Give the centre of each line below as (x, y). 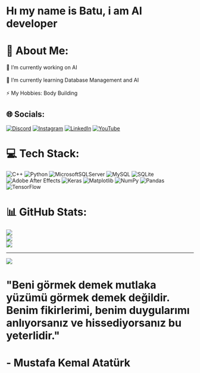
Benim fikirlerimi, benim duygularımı (98, 310)
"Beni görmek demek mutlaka (81, 285)
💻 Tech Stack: (43, 154)
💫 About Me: (37, 51)
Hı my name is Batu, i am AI (74, 11)
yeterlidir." (33, 335)
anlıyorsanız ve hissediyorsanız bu (94, 323)
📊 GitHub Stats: (47, 212)
